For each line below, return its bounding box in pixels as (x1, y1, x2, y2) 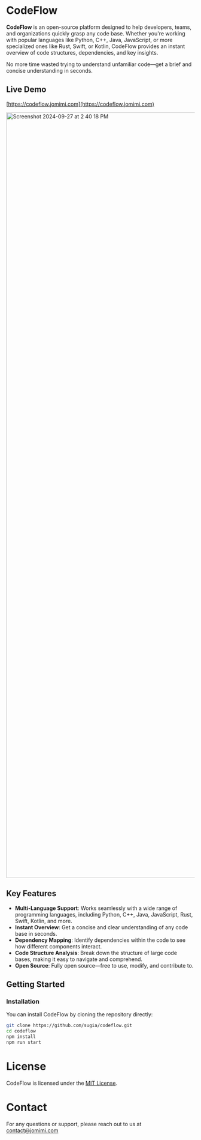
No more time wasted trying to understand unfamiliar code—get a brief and (6, 61, 192, 68)
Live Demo (6, 85, 47, 95)
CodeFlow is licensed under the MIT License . (6, 1079, 118, 1087)
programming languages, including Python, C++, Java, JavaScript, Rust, (14, 911, 193, 918)
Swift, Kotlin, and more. (14, 917, 73, 924)
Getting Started (6, 979, 65, 989)
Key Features (6, 888, 57, 899)
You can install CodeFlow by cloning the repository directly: (6, 1011, 153, 1018)
